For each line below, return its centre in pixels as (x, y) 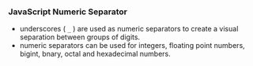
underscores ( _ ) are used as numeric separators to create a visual (129, 29)
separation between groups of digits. (80, 37)
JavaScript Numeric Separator (68, 12)
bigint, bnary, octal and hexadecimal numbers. (95, 54)
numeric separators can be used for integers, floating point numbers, (132, 46)
